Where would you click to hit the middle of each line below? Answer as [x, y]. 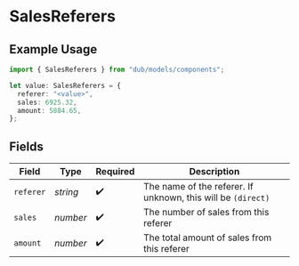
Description [214, 172]
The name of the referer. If [198, 187]
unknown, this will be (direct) [207, 197]
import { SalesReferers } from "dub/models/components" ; [117, 69]
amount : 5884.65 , [49, 110]
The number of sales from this [206, 213]
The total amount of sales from [208, 238]
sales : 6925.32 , [47, 102]
